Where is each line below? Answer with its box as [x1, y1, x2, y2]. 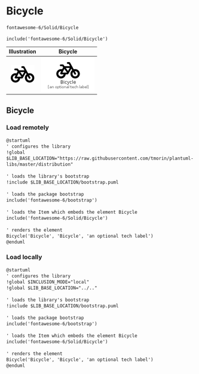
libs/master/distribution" [6, 161, 74, 167]
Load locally [6, 253, 42, 261]
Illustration [8, 48, 37, 55]
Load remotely [6, 123, 50, 131]
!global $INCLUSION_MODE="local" [6, 279, 90, 285]
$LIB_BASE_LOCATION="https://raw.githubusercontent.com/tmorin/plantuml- [6, 155, 194, 161]
